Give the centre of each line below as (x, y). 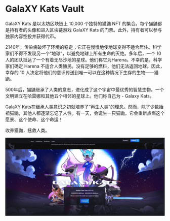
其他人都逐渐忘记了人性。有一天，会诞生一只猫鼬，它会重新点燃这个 (94, 113)
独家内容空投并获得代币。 (32, 36)
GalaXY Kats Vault (45, 9)
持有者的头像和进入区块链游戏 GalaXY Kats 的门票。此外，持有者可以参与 (86, 30)
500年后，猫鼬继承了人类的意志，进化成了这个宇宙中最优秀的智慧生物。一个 (85, 89)
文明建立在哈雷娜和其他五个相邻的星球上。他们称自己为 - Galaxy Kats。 (80, 96)
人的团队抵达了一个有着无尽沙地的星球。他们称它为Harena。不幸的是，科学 (84, 59)
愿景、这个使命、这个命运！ (34, 119)
